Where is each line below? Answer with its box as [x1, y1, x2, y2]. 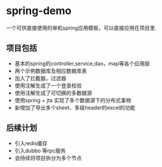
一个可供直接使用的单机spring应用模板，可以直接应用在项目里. [6, 24, 157, 31]
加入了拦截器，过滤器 [14, 75, 66, 82]
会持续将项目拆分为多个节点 [14, 154, 82, 161]
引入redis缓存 [14, 139, 48, 146]
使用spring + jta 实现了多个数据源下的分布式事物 [14, 96, 131, 103]
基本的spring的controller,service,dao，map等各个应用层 [14, 60, 150, 67]
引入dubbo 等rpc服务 [14, 147, 66, 154]
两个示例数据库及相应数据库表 [14, 67, 87, 74]
